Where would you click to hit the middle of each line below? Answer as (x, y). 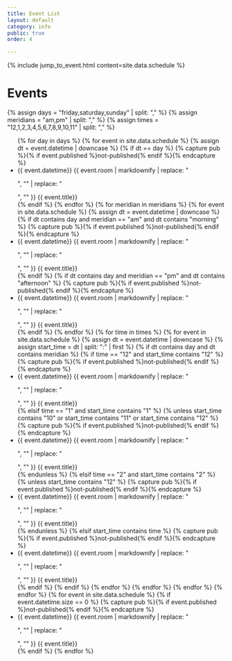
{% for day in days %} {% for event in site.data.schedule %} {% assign (118, 141)
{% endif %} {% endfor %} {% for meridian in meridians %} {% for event (121, 205)
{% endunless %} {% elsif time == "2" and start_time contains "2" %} (116, 475)
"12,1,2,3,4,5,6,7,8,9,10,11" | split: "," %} (61, 127)
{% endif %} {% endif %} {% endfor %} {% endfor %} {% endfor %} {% (120, 587)
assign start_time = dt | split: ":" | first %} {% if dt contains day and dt (116, 347)
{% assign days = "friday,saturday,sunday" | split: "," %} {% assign (102, 112)
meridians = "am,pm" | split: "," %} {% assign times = (83, 120)
